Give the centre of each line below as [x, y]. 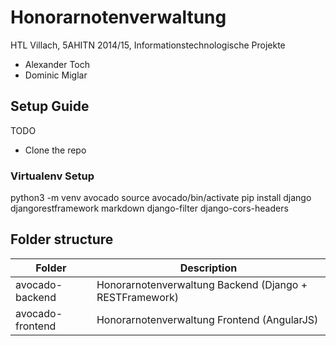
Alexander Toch [57, 64]
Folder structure [62, 239]
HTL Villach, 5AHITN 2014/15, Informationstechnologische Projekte [148, 45]
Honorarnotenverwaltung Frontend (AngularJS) [207, 319]
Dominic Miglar [56, 75]
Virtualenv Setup [52, 176]
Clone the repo [55, 150]
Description [208, 268]
